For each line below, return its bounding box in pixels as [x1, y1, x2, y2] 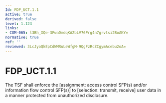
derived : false [5, 16, 37, 21]
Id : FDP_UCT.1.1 [5, 7, 39, 12]
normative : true [5, 35, 39, 40]
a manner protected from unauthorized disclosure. [5, 92, 109, 98]
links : [5, 26, 19, 31]
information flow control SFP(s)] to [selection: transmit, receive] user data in [5, 87, 162, 93]
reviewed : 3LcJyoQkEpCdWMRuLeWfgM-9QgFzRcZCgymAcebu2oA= [5, 44, 126, 49]
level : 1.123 [5, 21, 32, 26]
